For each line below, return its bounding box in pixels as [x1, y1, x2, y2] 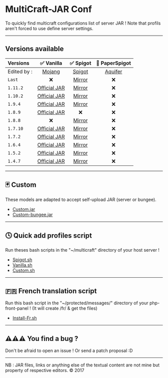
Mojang [42, 68, 60, 75]
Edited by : [7, 68, 32, 75]
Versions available [5, 45, 64, 53]
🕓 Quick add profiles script [5, 231, 92, 240]
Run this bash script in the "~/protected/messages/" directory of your [5, 300, 148, 306]
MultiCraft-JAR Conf [5, 4, 92, 15]
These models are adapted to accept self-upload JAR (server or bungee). [5, 197, 156, 203]
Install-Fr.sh [12, 315, 37, 321]
